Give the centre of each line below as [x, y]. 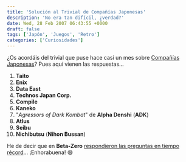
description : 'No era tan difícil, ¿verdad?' [65, 18]
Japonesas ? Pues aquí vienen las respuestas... [65, 64]
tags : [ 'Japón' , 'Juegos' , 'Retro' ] [53, 35]
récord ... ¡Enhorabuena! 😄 [40, 152]
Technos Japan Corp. [43, 95]
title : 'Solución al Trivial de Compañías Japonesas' [77, 12]
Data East [28, 89]
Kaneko [26, 108]
